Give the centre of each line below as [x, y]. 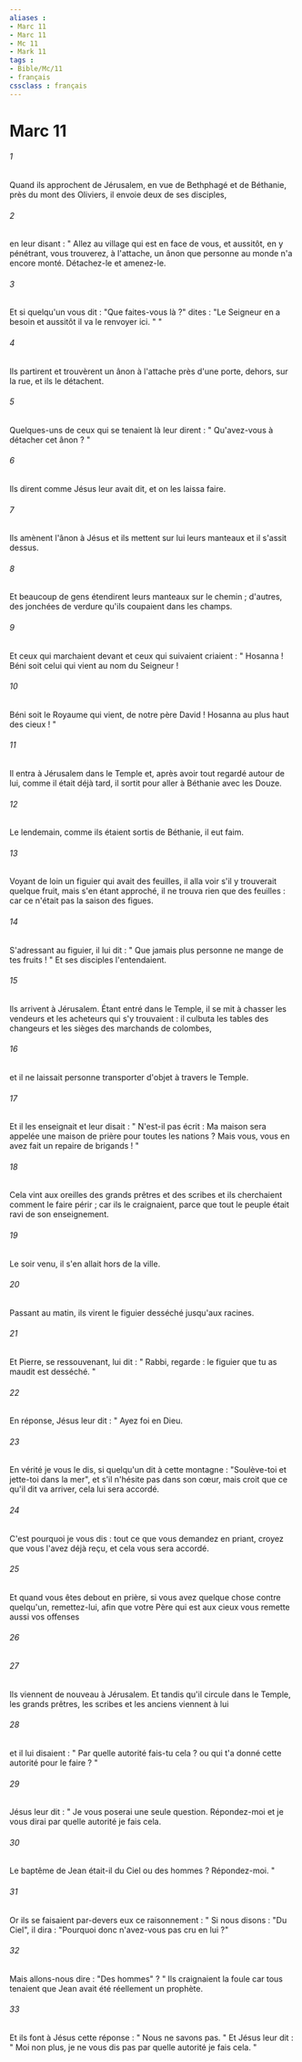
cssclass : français [49, 86]
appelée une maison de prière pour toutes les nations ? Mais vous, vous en [150, 1136]
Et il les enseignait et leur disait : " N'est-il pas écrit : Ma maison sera [138, 1127]
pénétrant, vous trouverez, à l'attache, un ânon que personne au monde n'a [151, 254]
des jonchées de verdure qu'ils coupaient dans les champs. [121, 607]
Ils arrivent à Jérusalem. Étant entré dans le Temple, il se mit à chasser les [148, 1008]
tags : [22, 60]
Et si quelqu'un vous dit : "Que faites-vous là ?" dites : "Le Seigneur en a [145, 312]
